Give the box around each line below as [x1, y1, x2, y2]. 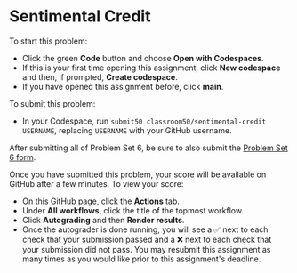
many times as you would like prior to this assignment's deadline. [21, 253, 261, 264]
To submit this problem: [9, 98, 96, 108]
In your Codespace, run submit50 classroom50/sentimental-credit [21, 116, 267, 126]
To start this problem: [9, 36, 88, 46]
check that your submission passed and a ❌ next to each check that [21, 234, 272, 245]
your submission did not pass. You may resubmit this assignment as [21, 244, 271, 254]
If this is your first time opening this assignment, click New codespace [21, 62, 281, 73]
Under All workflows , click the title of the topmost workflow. [21, 205, 245, 215]
